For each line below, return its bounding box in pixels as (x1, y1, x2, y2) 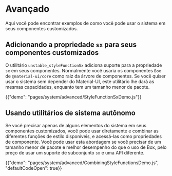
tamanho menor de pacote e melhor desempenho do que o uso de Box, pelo (5, 144, 167, 150)
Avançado (5, 3, 50, 15)
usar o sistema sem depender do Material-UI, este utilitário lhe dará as (5, 78, 155, 85)
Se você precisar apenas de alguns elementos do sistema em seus (5, 122, 147, 128)
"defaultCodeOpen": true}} (5, 165, 62, 171)
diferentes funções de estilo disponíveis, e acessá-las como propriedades (5, 133, 162, 139)
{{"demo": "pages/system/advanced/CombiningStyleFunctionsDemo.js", (5, 160, 159, 166)
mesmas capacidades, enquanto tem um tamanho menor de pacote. (5, 84, 150, 90)
